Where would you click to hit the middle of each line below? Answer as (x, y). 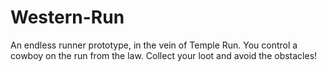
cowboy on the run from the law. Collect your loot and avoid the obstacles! (164, 55)
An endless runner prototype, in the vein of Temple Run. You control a (154, 45)
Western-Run (67, 17)
